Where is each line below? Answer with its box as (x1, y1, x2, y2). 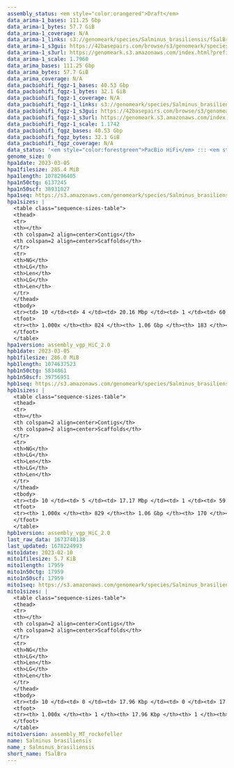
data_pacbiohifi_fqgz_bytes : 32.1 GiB (7, 133, 120, 140)
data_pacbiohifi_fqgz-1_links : (7, 101, 98, 108)
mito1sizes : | (7, 588, 49, 595)
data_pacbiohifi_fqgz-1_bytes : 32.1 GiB (7, 88, 127, 95)
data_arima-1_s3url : (7, 50, 68, 57)
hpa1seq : (7, 192, 33, 199)
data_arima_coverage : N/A (7, 75, 82, 82)
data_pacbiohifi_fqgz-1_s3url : (7, 114, 98, 121)
